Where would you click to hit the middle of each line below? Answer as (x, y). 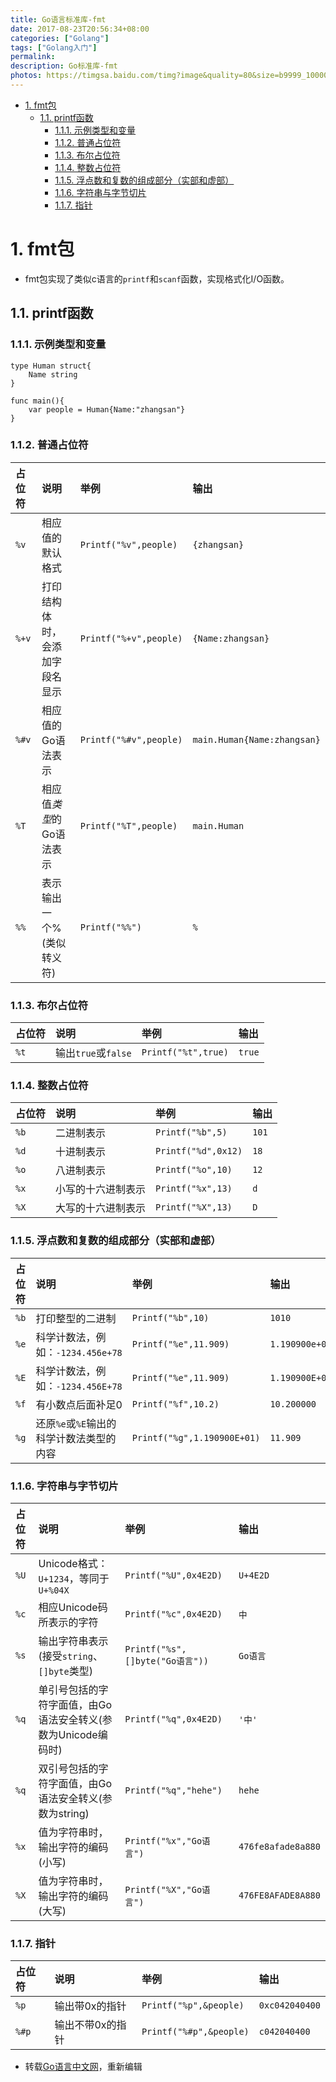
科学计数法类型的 (76, 1438)
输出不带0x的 (85, 2025)
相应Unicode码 (73, 1607)
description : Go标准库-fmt (64, 66)
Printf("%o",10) (194, 1170)
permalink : (33, 57)
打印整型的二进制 (76, 1318)
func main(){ (37, 401)
